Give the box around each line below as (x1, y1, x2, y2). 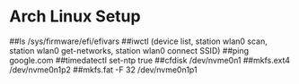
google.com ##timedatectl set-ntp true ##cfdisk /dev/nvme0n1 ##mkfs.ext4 (9, 55, 290, 65)
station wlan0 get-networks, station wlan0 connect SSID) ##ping (9, 45, 250, 55)
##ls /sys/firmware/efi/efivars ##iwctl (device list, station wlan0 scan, (9, 36, 268, 46)
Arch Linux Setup (9, 6, 141, 27)
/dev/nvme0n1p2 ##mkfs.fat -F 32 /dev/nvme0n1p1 (9, 64, 198, 75)
